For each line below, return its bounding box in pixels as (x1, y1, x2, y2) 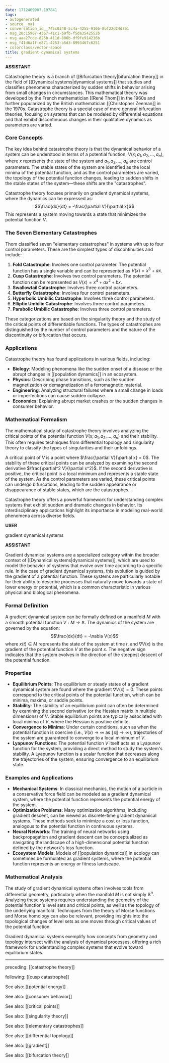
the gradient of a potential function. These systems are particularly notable (5, 573, 160, 579)
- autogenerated (5, 17, 39, 22)
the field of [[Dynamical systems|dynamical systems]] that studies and (5, 79, 152, 85)
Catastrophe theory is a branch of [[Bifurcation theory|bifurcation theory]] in (5, 73, 163, 79)
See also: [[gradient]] (5, 1042, 49, 1049)
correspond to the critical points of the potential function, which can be (12, 691, 160, 698)
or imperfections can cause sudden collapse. (12, 393, 107, 399)
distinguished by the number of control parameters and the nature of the (5, 327, 156, 333)
